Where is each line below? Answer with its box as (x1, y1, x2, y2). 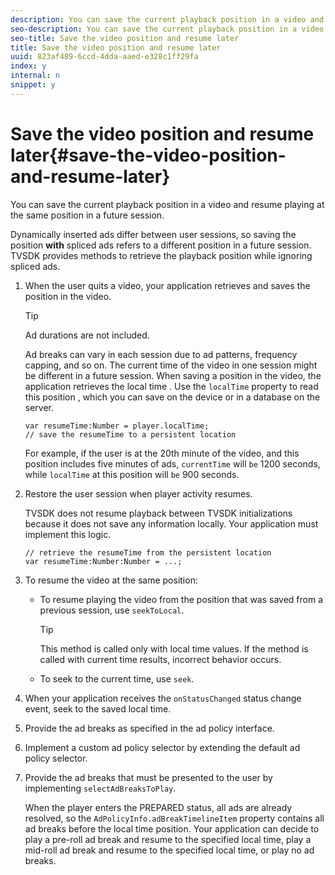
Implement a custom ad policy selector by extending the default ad (24, 741, 301, 753)
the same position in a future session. (10, 209, 165, 221)
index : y (10, 61, 47, 71)
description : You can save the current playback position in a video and (10, 14, 325, 25)
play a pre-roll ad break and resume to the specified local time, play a (24, 833, 312, 845)
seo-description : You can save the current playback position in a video (10, 24, 325, 34)
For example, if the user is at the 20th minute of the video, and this (24, 447, 300, 459)
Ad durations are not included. (24, 329, 150, 341)
